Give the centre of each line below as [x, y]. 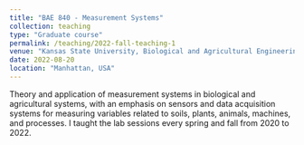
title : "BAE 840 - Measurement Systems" [87, 18]
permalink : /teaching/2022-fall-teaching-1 [93, 43]
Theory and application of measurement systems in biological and [133, 94]
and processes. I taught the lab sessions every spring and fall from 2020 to [149, 122]
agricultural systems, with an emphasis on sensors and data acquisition [142, 103]
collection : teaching [50, 26]
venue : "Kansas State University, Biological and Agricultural [131, 52]
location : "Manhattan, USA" [62, 69]
